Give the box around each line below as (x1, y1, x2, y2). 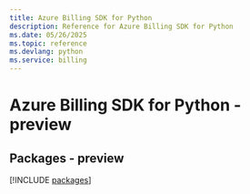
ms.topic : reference (9, 38, 88, 48)
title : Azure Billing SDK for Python (9, 13, 153, 23)
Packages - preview (9, 150, 125, 166)
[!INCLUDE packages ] (9, 175, 92, 185)
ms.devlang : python (9, 47, 84, 56)
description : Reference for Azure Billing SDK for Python (9, 22, 234, 31)
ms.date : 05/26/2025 (9, 30, 88, 39)
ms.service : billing (9, 56, 88, 65)
